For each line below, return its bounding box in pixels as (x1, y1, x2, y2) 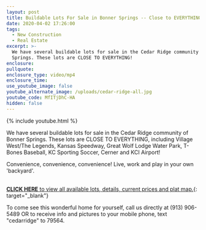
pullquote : (6, 66, 34, 72)
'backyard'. (6, 167, 35, 174)
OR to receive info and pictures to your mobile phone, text (21, 210, 167, 218)
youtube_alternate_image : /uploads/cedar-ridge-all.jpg (6, 89, 152, 95)
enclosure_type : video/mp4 (6, 72, 75, 78)
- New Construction (12, 32, 62, 38)
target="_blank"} (6, 191, 49, 199)
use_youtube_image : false (6, 83, 72, 90)
